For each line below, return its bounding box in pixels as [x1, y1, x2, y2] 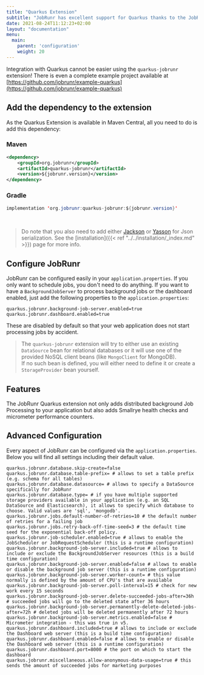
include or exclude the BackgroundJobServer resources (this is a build [6, 550, 194, 557]
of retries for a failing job [6, 518, 83, 524]
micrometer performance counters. [6, 413, 94, 421]
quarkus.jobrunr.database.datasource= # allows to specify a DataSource [6, 481, 194, 487]
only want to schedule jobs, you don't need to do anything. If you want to [6, 281, 189, 288]
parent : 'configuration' [17, 43, 80, 49]
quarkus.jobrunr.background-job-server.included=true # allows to [6, 545, 178, 551]
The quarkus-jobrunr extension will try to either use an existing [21, 340, 179, 348]
